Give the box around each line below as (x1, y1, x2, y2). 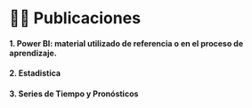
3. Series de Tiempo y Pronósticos (9, 88, 139, 99)
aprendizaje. (9, 47, 57, 58)
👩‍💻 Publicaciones (9, 8, 141, 29)
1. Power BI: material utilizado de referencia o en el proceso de (9, 37, 243, 48)
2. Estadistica (9, 68, 61, 79)
